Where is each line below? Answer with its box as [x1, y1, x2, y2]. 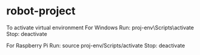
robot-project [6, 4, 76, 18]
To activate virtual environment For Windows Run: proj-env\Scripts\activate [6, 24, 194, 31]
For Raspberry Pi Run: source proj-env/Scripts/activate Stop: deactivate [6, 42, 185, 49]
